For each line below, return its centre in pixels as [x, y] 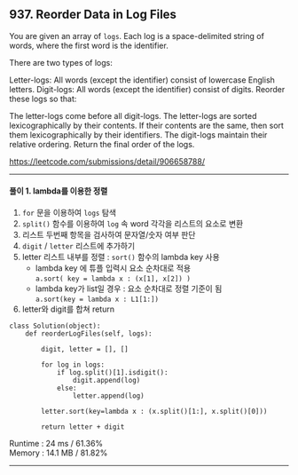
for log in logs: [73, 365]
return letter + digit [83, 427]
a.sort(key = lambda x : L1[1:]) [97, 300]
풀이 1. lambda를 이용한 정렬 [59, 191]
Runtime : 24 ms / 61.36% [56, 444]
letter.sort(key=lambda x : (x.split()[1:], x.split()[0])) [154, 412]
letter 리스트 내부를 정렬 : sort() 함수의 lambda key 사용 [121, 257]
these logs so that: [43, 99]
